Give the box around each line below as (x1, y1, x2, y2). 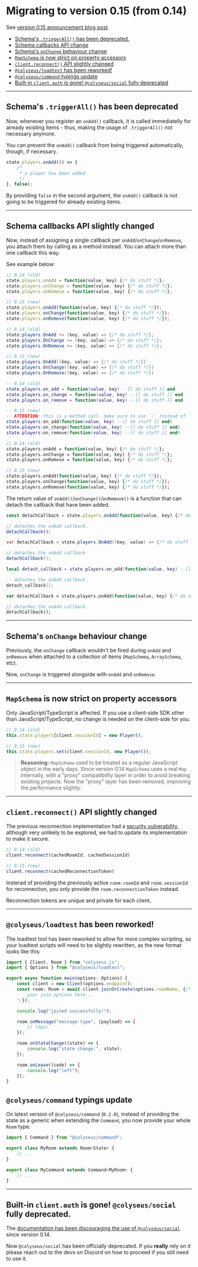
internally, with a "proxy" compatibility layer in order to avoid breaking (20, 772, 190, 779)
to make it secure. (6, 835, 50, 842)
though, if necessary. (6, 148, 58, 155)
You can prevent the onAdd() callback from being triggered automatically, (6, 141, 184, 148)
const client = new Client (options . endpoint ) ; (16, 981, 133, 987)
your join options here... (27, 991, 94, 997)
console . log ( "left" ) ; (27, 1067, 81, 1074)
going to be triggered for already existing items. (6, 198, 122, 205)
